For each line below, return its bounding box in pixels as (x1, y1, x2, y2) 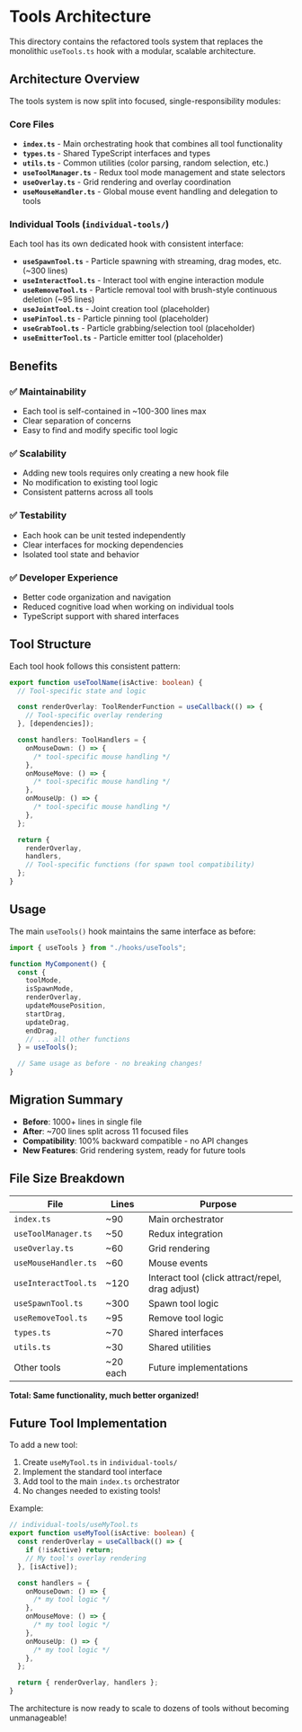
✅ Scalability (9, 447, 67, 459)
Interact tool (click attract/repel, (147, 1271, 282, 1283)
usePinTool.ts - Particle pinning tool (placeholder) (22, 313, 209, 324)
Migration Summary (9, 1092, 124, 1107)
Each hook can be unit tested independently (22, 529, 186, 540)
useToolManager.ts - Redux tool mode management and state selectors (22, 167, 286, 178)
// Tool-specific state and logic (17, 686, 147, 696)
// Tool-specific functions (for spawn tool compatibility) (25, 860, 255, 869)
